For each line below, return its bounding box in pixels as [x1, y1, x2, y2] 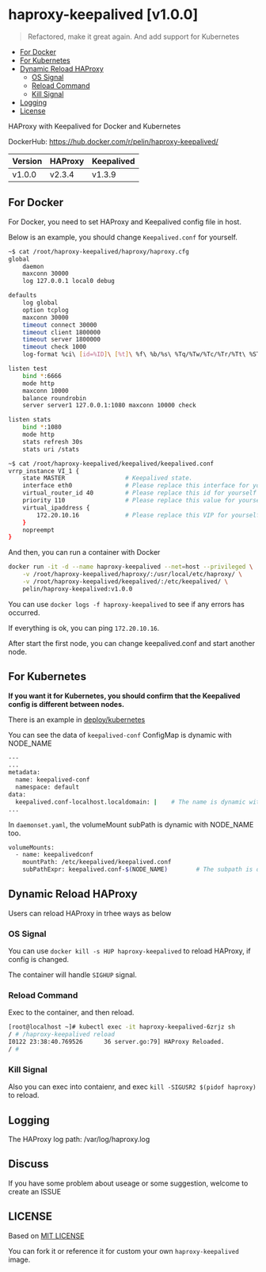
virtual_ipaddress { [22, 503, 90, 512]
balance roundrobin [22, 394, 87, 402]
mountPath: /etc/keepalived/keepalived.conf [22, 858, 172, 866]
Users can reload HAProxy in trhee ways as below [8, 908, 172, 918]
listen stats [8, 416, 51, 424]
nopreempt [22, 525, 55, 534]
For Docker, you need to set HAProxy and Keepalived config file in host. [8, 216, 241, 227]
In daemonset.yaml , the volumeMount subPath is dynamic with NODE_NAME [8, 819, 254, 829]
